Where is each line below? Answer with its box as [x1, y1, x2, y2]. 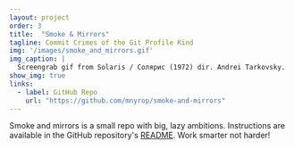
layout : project [9, 12, 70, 22]
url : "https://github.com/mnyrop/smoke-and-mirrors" [25, 95, 226, 105]
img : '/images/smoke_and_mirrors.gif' [9, 46, 154, 55]
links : [9, 79, 34, 88]
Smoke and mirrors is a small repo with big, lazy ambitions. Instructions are [9, 120, 286, 131]
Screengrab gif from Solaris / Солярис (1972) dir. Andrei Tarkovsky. [17, 63, 286, 72]
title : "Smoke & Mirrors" [9, 29, 110, 38]
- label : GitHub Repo [17, 87, 98, 96]
